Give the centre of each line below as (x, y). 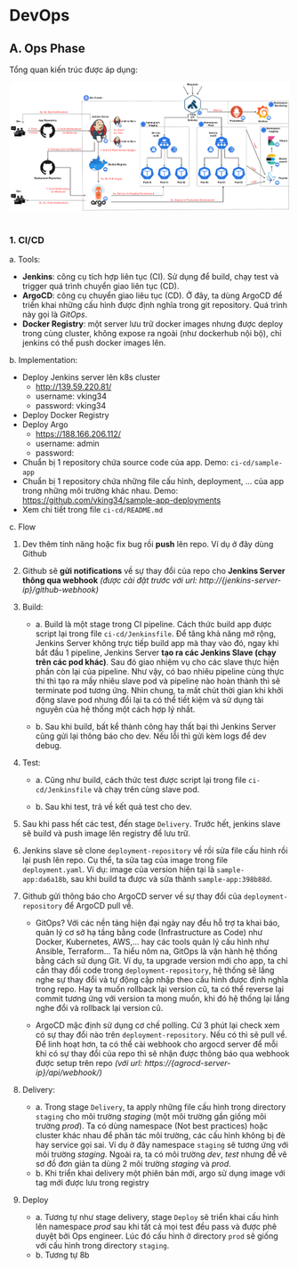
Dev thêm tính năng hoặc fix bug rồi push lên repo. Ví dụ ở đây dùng (148, 545)
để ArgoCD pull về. (99, 906)
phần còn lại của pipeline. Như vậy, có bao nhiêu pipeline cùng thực (160, 672)
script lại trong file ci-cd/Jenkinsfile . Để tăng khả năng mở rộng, (156, 634)
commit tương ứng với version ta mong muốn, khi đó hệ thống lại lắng (162, 998)
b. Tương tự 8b (62, 1255)
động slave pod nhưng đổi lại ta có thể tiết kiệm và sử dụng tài (149, 700)
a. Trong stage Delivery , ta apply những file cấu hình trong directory (161, 1107)
